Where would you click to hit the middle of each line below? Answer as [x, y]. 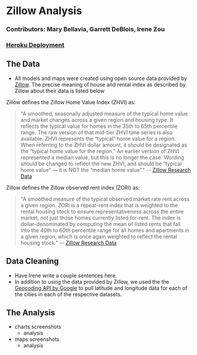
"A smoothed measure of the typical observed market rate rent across [105, 199]
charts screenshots [38, 327]
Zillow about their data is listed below [60, 91]
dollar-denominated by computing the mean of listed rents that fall [100, 224]
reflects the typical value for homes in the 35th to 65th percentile [99, 126]
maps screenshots [37, 339]
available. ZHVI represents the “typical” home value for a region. [98, 138]
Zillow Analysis [44, 11]
